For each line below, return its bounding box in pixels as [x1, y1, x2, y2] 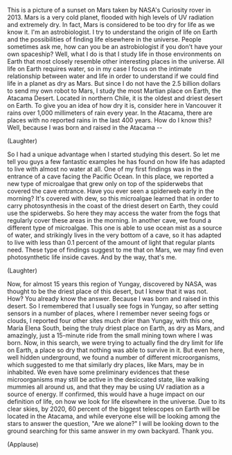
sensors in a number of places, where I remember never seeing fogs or [7, 309, 210, 317]
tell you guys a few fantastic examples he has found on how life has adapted [7, 158, 226, 165]
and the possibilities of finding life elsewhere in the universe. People [7, 35, 202, 44]
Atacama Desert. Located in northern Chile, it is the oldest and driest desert [7, 94, 223, 102]
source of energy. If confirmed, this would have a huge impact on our [7, 390, 206, 398]
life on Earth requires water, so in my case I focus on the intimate [7, 65, 193, 73]
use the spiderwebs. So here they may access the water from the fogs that [7, 209, 220, 217]
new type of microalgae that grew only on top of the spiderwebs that [7, 180, 204, 187]
